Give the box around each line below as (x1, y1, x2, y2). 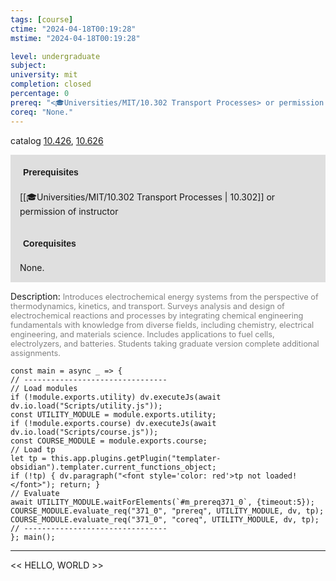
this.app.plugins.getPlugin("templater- (50, 453, 222, 463)
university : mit (10, 70, 78, 80)
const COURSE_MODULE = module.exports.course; (10, 436, 208, 446)
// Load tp (10, 444, 56, 455)
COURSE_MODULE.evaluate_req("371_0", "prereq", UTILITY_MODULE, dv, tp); (10, 506, 325, 516)
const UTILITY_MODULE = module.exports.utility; (10, 409, 217, 420)
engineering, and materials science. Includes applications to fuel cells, (10, 329, 275, 340)
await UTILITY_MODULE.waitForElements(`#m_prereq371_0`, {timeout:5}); (10, 497, 315, 507)
